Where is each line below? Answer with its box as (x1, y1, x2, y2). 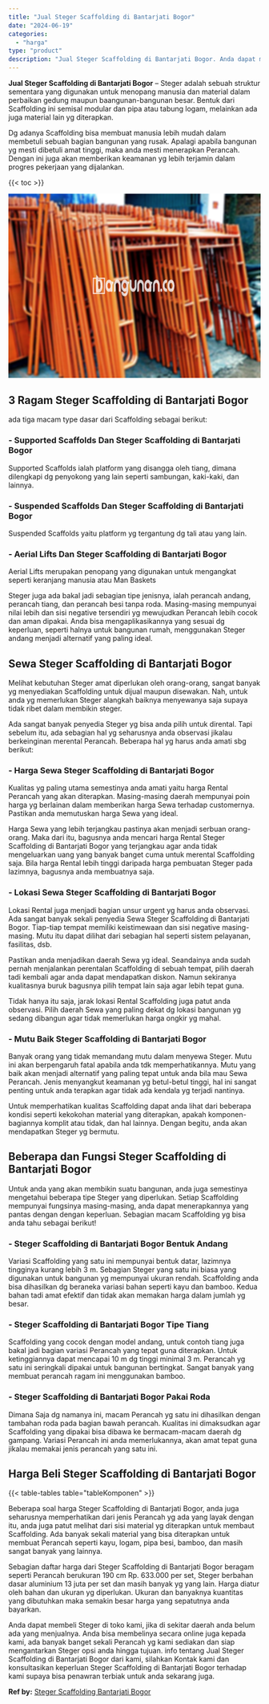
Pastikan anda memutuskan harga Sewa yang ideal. (8, 809, 179, 818)
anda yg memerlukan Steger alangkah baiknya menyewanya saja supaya (8, 695, 248, 705)
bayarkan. (8, 1604, 42, 1614)
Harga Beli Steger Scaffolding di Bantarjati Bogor (8, 1467, 256, 1481)
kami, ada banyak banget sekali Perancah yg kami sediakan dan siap (8, 1637, 235, 1647)
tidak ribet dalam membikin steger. (8, 703, 122, 714)
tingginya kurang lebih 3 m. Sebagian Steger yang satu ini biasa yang (8, 1265, 237, 1274)
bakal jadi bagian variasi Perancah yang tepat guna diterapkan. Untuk (8, 1346, 238, 1355)
